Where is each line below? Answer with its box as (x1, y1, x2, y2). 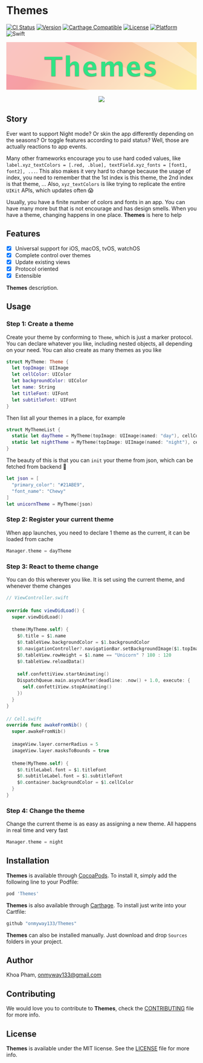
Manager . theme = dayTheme (6, 548, 71, 554)
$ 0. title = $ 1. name (17, 633, 66, 639)
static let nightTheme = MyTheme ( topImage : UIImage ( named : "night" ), (11, 439, 190, 446)
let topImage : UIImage (11, 365, 69, 371)
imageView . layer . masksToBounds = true (11, 747, 110, 754)
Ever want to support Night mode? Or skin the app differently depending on (6, 130, 194, 137)
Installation (6, 856, 50, 866)
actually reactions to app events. (6, 143, 88, 150)
